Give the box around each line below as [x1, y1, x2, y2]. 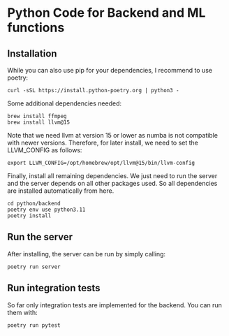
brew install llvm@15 [7, 119, 71, 126]
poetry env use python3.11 [7, 206, 86, 213]
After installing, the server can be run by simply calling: [7, 249, 166, 258]
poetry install [7, 212, 52, 219]
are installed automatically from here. [7, 187, 114, 195]
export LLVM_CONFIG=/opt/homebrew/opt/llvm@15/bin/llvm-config [7, 159, 195, 166]
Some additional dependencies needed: [7, 99, 122, 108]
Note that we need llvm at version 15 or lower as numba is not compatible [7, 131, 219, 139]
